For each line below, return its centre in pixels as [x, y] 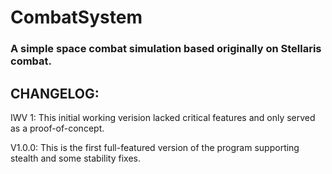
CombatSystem [76, 17]
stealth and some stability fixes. [75, 158]
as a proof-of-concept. [57, 128]
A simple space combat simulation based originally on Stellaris [166, 49]
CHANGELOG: [55, 93]
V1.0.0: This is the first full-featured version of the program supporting [155, 147]
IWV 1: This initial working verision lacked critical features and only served [163, 117]
